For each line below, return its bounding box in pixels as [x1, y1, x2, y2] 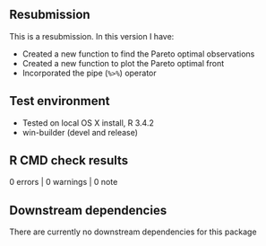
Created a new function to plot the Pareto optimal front [21, 57, 225, 68]
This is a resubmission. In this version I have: [9, 31, 175, 41]
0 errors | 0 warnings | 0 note [9, 177, 118, 188]
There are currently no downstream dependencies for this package [9, 226, 257, 237]
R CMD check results [9, 153, 129, 169]
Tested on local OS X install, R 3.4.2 [21, 117, 155, 128]
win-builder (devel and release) [21, 127, 139, 137]
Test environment [9, 93, 110, 109]
